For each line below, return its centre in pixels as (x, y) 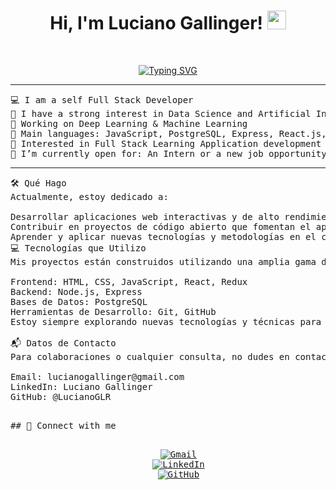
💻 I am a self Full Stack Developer (102, 99)
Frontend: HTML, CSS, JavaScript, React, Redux (129, 281)
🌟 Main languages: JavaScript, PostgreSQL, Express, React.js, (168, 133)
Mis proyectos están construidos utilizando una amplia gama (163, 261)
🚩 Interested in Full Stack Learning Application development (166, 143)
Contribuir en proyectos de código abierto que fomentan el (161, 226)
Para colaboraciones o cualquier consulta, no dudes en (150, 356)
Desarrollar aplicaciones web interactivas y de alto (145, 216)
